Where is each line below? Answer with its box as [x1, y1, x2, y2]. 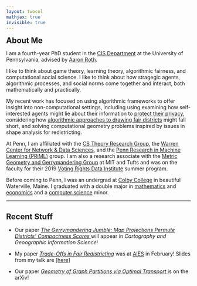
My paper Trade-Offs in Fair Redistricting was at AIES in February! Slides [14, 250, 191, 257]
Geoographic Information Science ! [14, 238, 98, 245]
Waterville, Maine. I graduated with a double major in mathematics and [6, 183, 176, 190]
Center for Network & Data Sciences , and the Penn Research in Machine [6, 146, 181, 153]
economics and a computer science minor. [6, 189, 110, 196]
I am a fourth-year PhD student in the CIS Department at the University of [6, 50, 184, 57]
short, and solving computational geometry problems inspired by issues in [6, 123, 185, 130]
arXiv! [14, 274, 29, 281]
